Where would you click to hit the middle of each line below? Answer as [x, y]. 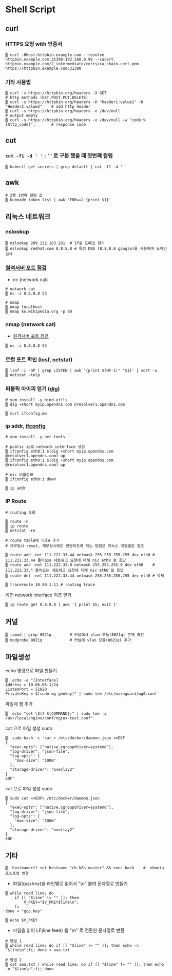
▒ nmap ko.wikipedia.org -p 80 [39, 311]
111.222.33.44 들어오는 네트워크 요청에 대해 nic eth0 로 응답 [66, 560]
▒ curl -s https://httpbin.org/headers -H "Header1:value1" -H [74, 102]
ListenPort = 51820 [26, 689]
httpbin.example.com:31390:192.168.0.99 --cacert [60, 59]
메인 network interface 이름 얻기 [39, 595]
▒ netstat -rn [21, 531]
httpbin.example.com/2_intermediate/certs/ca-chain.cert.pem [72, 64]
